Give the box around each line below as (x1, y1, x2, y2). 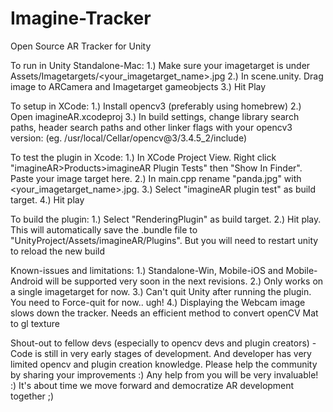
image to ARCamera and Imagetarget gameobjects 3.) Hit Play (10, 80, 267, 92)
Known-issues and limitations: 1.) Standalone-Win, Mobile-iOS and (10, 264, 284, 276)
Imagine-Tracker (10, 7, 152, 30)
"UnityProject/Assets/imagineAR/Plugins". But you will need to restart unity (10, 234, 319, 246)
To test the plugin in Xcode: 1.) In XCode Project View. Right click (10, 151, 277, 163)
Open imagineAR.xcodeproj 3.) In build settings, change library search (10, 110, 300, 122)
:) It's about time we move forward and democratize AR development (10, 379, 295, 391)
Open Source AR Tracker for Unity (10, 40, 152, 52)
